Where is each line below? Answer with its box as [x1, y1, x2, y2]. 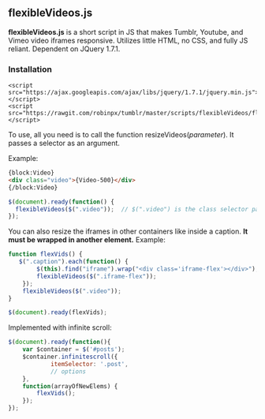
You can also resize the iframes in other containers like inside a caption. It [8, 226, 248, 236]
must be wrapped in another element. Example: [8, 235, 166, 245]
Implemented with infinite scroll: [8, 323, 112, 332]
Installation [8, 63, 53, 74]
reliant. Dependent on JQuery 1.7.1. [8, 43, 121, 54]
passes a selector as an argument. [8, 138, 121, 148]
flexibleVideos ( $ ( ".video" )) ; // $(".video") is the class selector [15, 205, 248, 213]
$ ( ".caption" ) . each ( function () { [18, 258, 129, 266]
